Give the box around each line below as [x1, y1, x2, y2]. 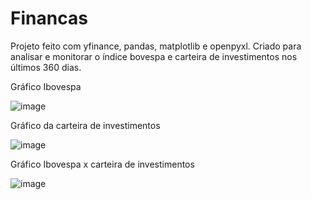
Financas [10, 7, 88, 30]
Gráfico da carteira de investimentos [10, 119, 161, 131]
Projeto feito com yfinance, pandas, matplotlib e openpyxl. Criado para [10, 40, 302, 52]
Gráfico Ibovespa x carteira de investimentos [10, 158, 195, 170]
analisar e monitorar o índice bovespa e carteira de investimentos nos [10, 50, 298, 62]
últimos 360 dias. [10, 61, 82, 73]
